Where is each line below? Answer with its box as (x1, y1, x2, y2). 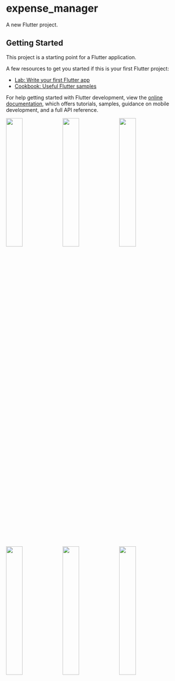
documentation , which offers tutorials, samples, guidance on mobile (6, 100, 169, 107)
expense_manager (6, 2, 99, 15)
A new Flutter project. (6, 21, 58, 28)
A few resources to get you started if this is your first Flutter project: (6, 65, 169, 72)
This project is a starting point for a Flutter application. (6, 53, 136, 60)
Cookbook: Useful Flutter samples (14, 83, 97, 90)
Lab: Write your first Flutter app (14, 76, 90, 83)
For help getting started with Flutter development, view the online (6, 94, 163, 101)
